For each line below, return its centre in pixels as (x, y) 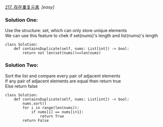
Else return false (21, 86)
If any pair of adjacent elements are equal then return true (63, 81)
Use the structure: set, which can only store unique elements (66, 31)
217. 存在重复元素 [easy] (30, 7)
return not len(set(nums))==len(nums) (62, 53)
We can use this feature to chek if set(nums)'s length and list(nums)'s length (81, 36)
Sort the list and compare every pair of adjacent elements (63, 76)
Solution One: (21, 20)
